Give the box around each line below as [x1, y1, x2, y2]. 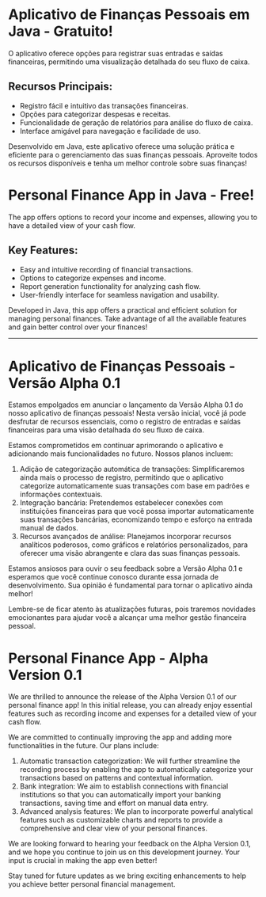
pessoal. [8, 621, 36, 631]
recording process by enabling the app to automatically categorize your [19, 765, 253, 774]
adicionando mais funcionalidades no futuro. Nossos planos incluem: [8, 449, 234, 458]
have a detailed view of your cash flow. [8, 220, 136, 230]
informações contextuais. [19, 489, 103, 500]
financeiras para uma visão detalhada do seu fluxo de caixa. [8, 425, 204, 435]
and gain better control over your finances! [8, 322, 148, 332]
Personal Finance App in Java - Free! [8, 186, 255, 203]
